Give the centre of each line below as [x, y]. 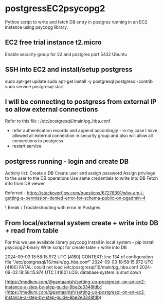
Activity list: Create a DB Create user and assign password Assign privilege [80, 173]
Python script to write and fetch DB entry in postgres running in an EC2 [76, 22]
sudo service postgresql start [35, 86]
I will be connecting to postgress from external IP [81, 102]
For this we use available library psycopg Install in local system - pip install [80, 242]
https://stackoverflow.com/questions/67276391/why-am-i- [85, 193]
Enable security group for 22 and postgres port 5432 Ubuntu [66, 54]
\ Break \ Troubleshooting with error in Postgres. [54, 208]
